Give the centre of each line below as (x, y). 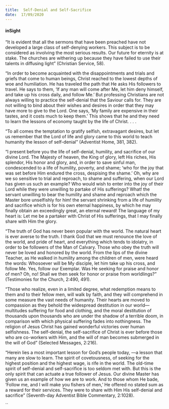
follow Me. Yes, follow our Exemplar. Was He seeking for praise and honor (82, 268)
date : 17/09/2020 (24, 15)
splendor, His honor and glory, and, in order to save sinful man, (71, 162)
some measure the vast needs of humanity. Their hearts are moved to (78, 300)
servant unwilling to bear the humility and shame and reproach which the (81, 194)
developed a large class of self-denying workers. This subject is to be (78, 47)
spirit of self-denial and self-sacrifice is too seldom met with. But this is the (83, 368)
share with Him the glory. (31, 221)
